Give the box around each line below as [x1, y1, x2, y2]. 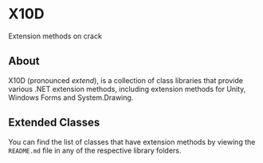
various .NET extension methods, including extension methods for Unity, [8, 84, 246, 93]
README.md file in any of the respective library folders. [8, 145, 182, 155]
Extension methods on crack [8, 31, 102, 41]
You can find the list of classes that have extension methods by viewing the [8, 137, 256, 146]
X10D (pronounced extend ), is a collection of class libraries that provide [8, 75, 243, 85]
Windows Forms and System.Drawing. [8, 93, 134, 102]
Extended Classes [8, 116, 100, 129]
